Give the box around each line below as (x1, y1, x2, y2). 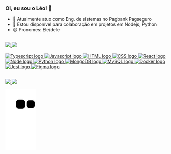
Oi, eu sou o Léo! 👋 (5, 5, 52, 12)
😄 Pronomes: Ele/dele (12, 27, 60, 33)
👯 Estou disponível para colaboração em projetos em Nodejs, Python (12, 21, 157, 27)
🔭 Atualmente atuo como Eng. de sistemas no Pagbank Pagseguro (12, 16, 152, 22)
